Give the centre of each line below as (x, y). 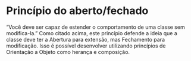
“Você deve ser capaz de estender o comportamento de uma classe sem (96, 27)
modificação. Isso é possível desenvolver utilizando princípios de (86, 46)
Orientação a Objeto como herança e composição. (68, 52)
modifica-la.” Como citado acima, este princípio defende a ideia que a (92, 33)
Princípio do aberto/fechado (77, 11)
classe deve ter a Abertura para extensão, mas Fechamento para (86, 39)
